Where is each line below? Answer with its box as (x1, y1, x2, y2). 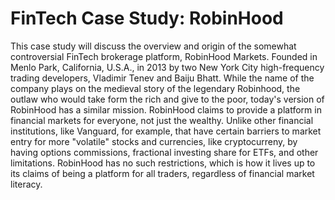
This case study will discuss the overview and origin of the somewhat (10, 40, 297, 52)
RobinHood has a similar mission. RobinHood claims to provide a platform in (10, 103, 322, 116)
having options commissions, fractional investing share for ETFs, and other (10, 146, 319, 158)
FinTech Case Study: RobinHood (10, 7, 284, 30)
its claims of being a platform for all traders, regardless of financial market (10, 167, 315, 179)
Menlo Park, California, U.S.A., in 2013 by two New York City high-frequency (10, 61, 325, 73)
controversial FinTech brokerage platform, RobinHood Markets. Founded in (10, 50, 318, 62)
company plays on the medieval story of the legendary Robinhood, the (10, 82, 301, 94)
